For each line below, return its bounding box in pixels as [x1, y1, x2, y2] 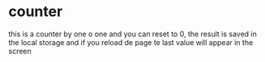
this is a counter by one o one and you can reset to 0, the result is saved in [8, 29, 257, 39]
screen [8, 46, 32, 56]
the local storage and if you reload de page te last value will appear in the [8, 37, 254, 47]
